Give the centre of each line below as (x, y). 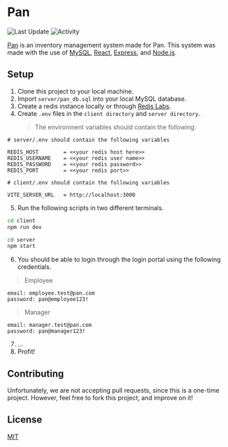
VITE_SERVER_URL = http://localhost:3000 (71, 195)
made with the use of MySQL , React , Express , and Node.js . (92, 52)
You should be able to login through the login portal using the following (119, 260)
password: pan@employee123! (48, 300)
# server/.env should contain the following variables (89, 140)
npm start (22, 246)
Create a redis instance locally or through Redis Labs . (94, 106)
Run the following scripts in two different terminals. (90, 207)
